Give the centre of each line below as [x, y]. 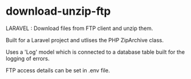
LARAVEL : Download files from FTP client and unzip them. [79, 28]
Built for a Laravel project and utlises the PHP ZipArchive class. [85, 40]
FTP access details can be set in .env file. [58, 70]
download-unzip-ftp [58, 11]
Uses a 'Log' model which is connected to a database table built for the [95, 52]
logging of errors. [28, 58]
